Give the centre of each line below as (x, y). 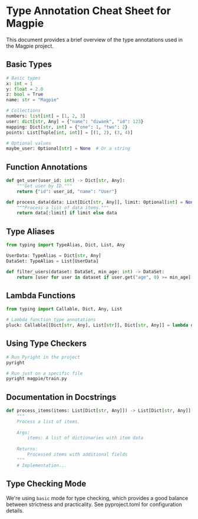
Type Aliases (30, 231)
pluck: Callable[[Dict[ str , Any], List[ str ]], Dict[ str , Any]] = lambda (97, 325)
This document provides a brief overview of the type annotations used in (95, 39)
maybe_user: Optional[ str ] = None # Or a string (68, 148)
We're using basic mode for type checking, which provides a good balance (97, 498)
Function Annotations (47, 167)
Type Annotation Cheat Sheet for (88, 11)
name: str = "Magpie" (33, 100)
